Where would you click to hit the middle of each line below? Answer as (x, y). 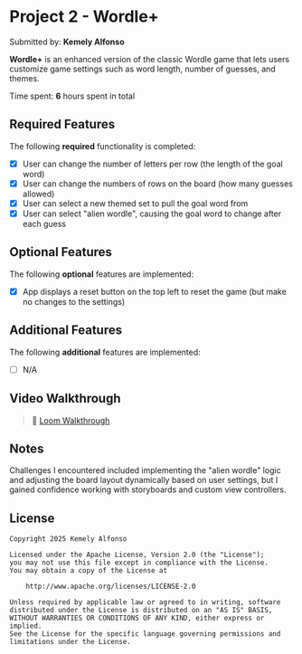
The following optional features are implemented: (102, 274)
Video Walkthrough (65, 398)
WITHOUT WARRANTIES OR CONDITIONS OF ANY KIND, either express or (137, 618)
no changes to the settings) (74, 301)
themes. (24, 78)
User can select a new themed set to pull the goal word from (135, 203)
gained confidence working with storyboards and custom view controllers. (148, 489)
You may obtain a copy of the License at (89, 571)
